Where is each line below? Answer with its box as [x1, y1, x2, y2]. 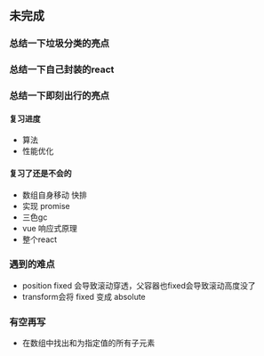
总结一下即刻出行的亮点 [9, 90, 109, 102]
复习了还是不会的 [9, 167, 72, 178]
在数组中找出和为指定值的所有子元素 [21, 337, 156, 349]
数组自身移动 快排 [21, 190, 87, 200]
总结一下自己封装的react [9, 63, 115, 76]
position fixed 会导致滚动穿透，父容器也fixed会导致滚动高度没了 [21, 279, 256, 291]
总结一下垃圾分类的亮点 [9, 37, 109, 50]
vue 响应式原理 [21, 222, 78, 233]
